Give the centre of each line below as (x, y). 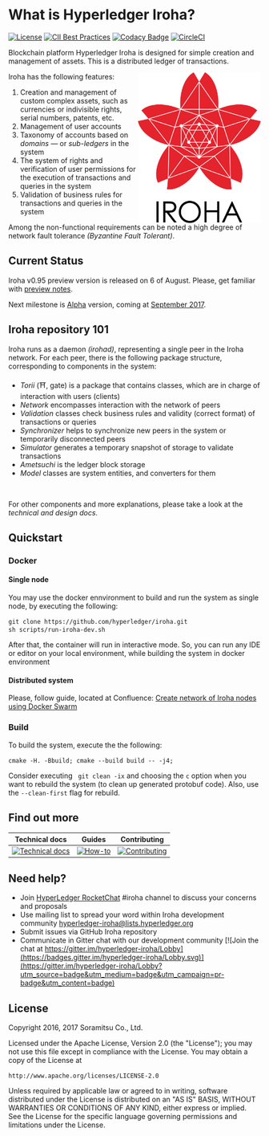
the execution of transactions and (75, 177)
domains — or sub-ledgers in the (74, 143)
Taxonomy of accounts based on (74, 135)
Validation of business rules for (71, 194)
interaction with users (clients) (70, 396)
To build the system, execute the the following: (85, 745)
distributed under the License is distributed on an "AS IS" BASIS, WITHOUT (132, 1099)
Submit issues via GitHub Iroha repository (88, 932)
